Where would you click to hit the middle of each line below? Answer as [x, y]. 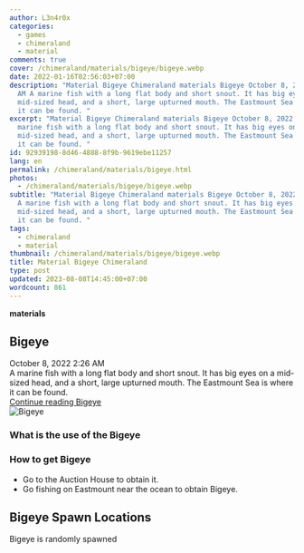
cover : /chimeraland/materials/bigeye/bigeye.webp [107, 69]
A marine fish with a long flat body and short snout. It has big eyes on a [142, 374]
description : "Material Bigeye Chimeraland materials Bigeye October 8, [149, 85]
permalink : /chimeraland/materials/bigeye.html [101, 170]
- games [32, 34]
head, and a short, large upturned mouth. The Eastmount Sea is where [162, 383]
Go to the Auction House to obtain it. [90, 479]
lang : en [26, 161]
